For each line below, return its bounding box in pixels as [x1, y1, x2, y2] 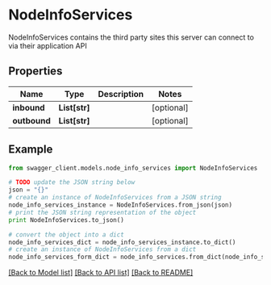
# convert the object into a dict [8, 230, 125, 239]
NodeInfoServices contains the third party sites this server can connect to [8, 32, 254, 42]
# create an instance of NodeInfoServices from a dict [8, 245, 197, 254]
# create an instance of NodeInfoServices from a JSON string [8, 194, 222, 202]
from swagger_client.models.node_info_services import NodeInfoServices [8, 164, 258, 172]
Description [98, 88, 144, 99]
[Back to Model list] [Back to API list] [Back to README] [8, 268, 194, 278]
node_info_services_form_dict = [8, 253, 117, 262]
